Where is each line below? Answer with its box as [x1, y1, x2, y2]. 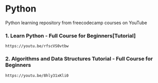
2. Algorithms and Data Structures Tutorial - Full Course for [5, 55, 153, 62]
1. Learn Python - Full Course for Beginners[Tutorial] [5, 32, 136, 39]
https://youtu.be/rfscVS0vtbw [5, 44, 69, 49]
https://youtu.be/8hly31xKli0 [5, 73, 69, 78]
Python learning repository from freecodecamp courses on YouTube [5, 20, 147, 26]
